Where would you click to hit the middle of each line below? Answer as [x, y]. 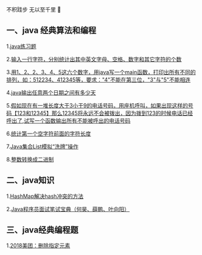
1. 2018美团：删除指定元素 [38, 246]
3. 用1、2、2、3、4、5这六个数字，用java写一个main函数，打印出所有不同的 [101, 72]
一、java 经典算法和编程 [51, 31]
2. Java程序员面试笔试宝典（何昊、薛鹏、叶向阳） [68, 209]
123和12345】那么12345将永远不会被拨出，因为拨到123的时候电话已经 [105, 113]
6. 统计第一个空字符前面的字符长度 [49, 134]
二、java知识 [30, 181]
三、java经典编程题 [43, 230]
